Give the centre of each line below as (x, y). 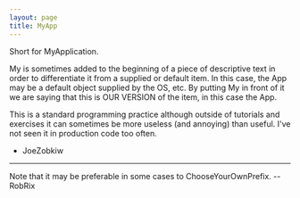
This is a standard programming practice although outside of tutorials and (145, 114)
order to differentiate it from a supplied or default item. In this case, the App (148, 78)
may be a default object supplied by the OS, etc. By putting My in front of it (147, 87)
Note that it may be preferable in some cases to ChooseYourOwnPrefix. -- (145, 176)
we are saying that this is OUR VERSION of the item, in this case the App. (143, 97)
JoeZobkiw (43, 150)
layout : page (33, 17)
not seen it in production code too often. (83, 133)
